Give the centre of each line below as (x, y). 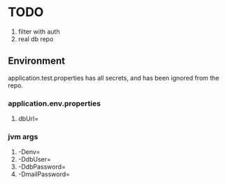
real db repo (36, 38)
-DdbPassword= (42, 167)
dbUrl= (28, 119)
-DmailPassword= (44, 174)
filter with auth (39, 31)
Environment (37, 61)
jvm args (23, 136)
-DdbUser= (34, 160)
